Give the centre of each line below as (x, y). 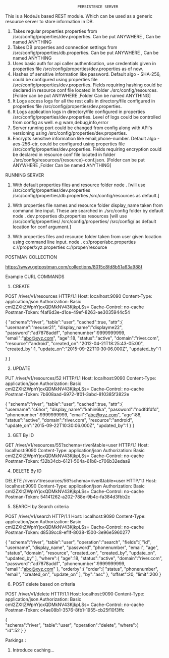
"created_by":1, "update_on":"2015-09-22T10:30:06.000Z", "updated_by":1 (83, 349)
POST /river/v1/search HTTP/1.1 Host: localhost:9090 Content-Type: (75, 516)
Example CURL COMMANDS (35, 277)
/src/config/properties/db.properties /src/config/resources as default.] (86, 196)
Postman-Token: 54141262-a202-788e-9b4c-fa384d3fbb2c (68, 497)
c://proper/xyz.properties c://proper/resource (60, 247)
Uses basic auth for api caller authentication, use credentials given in (84, 63)
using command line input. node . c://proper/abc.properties (74, 242)
